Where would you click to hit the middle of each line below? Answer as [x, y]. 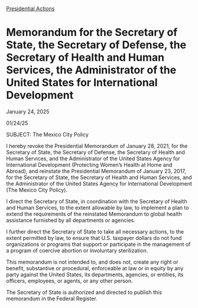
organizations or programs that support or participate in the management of [98, 244]
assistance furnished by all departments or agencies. [71, 220]
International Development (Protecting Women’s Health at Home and [89, 164]
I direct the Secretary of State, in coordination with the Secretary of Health [97, 201]
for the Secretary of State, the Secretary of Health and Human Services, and [99, 177]
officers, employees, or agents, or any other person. [69, 281]
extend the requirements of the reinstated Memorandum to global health [94, 214]
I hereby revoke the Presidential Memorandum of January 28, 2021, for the [97, 146]
